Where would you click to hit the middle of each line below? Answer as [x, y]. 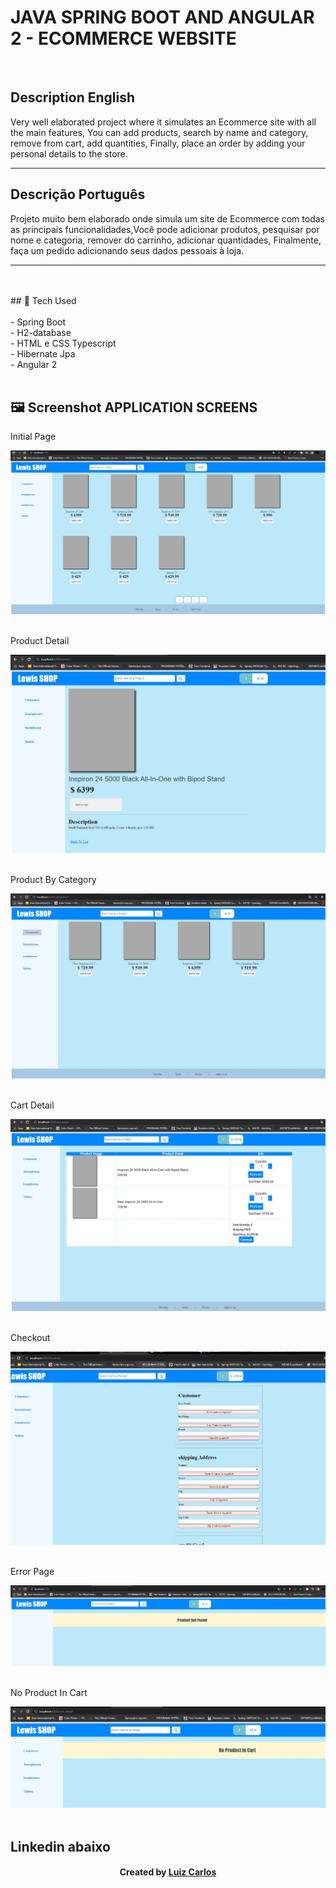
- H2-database [41, 332]
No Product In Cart [49, 1692]
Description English [72, 97]
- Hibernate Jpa [43, 353]
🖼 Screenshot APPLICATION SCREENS [134, 407]
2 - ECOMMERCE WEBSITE [123, 38]
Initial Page [33, 437]
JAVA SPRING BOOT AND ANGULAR [162, 17]
